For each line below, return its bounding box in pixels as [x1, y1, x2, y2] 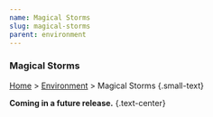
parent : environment [9, 30, 88, 39]
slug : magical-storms [9, 22, 91, 31]
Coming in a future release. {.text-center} [9, 97, 166, 108]
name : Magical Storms [9, 13, 91, 22]
